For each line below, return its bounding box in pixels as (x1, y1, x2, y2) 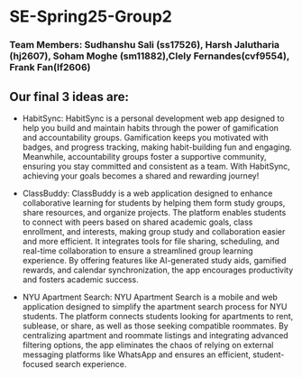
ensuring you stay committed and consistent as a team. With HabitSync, (22, 161, 290, 171)
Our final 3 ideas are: (9, 88, 129, 105)
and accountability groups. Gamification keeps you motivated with (22, 132, 269, 143)
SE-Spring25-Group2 (9, 6, 173, 27)
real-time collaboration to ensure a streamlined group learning (22, 245, 254, 256)
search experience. (55, 358, 127, 369)
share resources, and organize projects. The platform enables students (22, 207, 287, 217)
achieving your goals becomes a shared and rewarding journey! (22, 170, 260, 181)
